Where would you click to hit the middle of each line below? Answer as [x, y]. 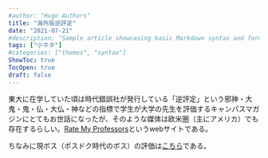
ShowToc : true [32, 61]
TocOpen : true [32, 68]
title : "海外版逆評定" [42, 23]
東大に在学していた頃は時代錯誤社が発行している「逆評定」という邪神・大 [130, 99]
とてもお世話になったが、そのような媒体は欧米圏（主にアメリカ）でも [144, 118]
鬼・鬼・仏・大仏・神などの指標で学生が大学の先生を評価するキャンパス [127, 109]
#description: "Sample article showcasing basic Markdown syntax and [126, 38]
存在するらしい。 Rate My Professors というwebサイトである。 [110, 128]
